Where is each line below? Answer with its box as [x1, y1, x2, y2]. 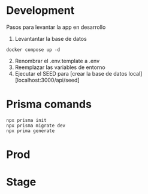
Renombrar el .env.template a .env [14, 57, 100, 64]
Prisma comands [6, 97, 92, 111]
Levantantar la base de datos [14, 35, 87, 42]
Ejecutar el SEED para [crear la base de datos [14, 70, 128, 77]
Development [6, 4, 75, 17]
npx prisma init [6, 117, 47, 123]
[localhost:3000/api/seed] [14, 76, 80, 83]
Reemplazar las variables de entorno [14, 64, 106, 71]
